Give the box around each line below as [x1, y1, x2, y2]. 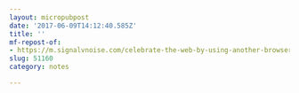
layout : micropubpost [9, 12, 90, 22]
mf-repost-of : [9, 37, 62, 47]
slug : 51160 [9, 54, 53, 63]
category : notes [9, 63, 69, 72]
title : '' [9, 29, 46, 38]
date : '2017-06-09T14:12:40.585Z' [9, 21, 138, 30]
